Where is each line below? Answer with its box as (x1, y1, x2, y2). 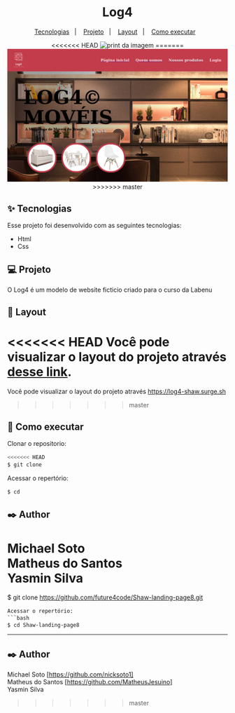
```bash (7, 615, 30, 622)
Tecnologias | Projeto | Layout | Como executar (34, 27, 196, 36)
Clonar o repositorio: (7, 440, 66, 448)
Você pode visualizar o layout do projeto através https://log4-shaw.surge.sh (7, 387, 226, 395)
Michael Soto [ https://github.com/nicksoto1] (7, 670, 134, 679)
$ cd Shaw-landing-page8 (7, 622, 80, 629)
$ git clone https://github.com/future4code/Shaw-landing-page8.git (7, 593, 204, 602)
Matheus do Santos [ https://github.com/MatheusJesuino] (7, 678, 173, 686)
